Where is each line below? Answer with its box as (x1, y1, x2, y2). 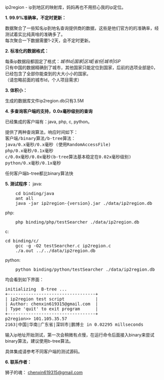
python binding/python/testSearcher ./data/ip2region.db (15, 267, 155, 272)
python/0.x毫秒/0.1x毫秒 (5, 160, 61, 166)
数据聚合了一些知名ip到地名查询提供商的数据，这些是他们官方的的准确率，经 (5, 25, 159, 31)
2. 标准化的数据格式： (5, 48, 49, 54)
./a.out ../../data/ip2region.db (15, 248, 96, 253)
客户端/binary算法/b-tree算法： (5, 136, 76, 141)
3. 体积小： (5, 88, 28, 93)
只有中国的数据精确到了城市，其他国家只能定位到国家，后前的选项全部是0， (5, 64, 158, 70)
